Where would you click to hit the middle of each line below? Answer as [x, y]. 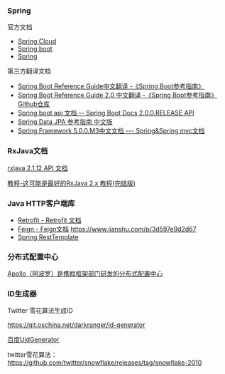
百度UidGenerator [33, 340]
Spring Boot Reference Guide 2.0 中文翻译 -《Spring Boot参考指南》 [117, 95]
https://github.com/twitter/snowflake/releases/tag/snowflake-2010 [105, 363]
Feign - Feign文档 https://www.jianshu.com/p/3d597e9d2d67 [107, 229]
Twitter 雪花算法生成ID [40, 311]
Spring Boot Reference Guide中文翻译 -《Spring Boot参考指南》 [111, 86]
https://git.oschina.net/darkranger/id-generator [76, 325]
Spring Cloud [37, 41]
